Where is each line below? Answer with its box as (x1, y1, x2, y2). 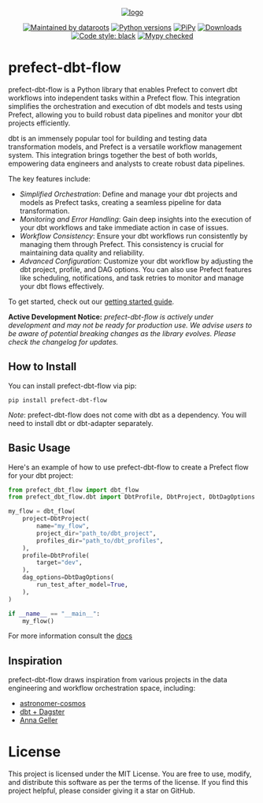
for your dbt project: (8, 470, 73, 480)
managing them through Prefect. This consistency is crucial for (19, 239, 224, 248)
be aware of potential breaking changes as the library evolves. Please (8, 328, 236, 338)
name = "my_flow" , (36, 522, 90, 530)
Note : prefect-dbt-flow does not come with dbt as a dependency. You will (8, 410, 246, 420)
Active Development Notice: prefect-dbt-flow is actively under (8, 312, 214, 321)
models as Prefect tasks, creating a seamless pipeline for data (19, 197, 222, 207)
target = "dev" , (36, 558, 83, 567)
